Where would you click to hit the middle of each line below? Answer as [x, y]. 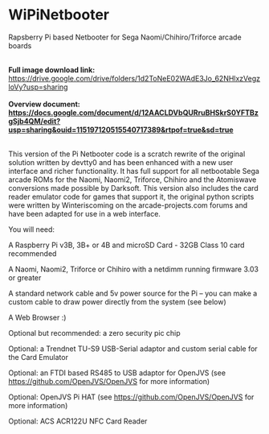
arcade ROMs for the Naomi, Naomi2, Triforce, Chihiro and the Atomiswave [132, 180]
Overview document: [44, 104]
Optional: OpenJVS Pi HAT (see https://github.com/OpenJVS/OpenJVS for [131, 397]
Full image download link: [52, 69]
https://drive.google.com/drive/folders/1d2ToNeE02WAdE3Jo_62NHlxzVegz [134, 78]
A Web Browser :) [37, 317]
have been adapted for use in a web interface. [84, 213]
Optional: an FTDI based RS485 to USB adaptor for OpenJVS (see [117, 373]
